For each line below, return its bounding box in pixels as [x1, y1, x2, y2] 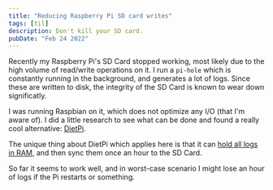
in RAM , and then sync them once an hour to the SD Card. [8, 148, 202, 158]
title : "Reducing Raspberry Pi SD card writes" [8, 11, 173, 20]
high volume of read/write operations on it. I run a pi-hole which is [8, 65, 232, 75]
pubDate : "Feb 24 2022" [8, 34, 89, 43]
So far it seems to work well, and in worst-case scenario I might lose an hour [8, 163, 266, 174]
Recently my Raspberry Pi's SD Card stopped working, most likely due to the [8, 57, 265, 66]
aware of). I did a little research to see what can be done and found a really [8, 115, 260, 125]
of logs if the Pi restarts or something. [8, 172, 136, 182]
